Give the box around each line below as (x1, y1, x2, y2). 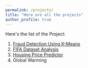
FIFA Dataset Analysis (12, 47, 59, 53)
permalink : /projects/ (5, 7, 54, 13)
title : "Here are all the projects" (5, 12, 83, 17)
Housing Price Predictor (12, 52, 63, 58)
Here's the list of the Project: (5, 31, 65, 37)
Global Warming (12, 57, 47, 63)
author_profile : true (5, 17, 52, 22)
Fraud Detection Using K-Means (12, 41, 80, 47)
